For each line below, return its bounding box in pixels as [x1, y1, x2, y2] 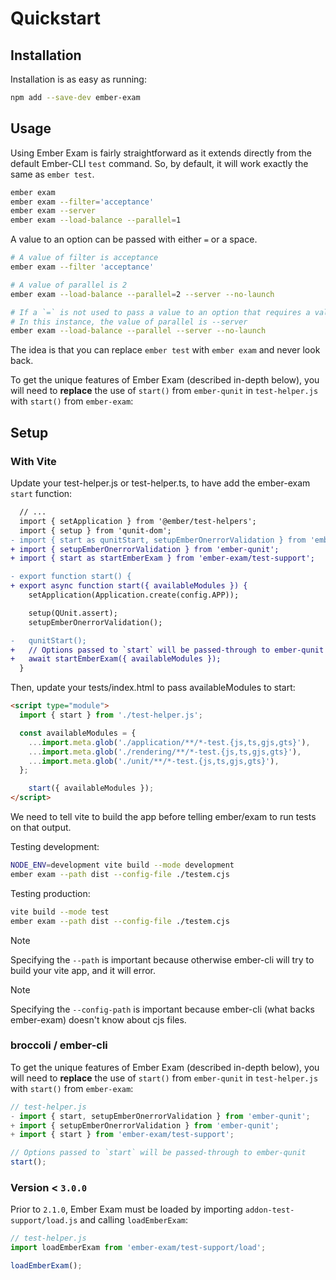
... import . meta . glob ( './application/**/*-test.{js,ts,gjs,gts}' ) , [28, 737, 311, 747]
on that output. [10, 822, 72, 833]
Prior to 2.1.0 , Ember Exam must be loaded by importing [10, 1203, 243, 1216]
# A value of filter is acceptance [10, 253, 159, 263]
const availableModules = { [19, 728, 137, 738]
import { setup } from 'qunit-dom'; [19, 525, 172, 536]
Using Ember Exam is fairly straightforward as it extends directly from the [10, 147, 312, 159]
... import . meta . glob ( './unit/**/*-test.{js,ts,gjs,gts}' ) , [28, 756, 280, 766]
